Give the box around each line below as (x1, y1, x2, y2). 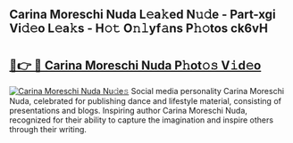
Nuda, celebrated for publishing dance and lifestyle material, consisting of (9, 96, 281, 106)
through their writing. (9, 124, 88, 134)
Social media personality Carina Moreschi (130, 86, 284, 96)
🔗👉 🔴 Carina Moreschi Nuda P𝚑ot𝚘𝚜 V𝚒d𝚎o (9, 58, 262, 73)
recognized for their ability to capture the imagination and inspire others (9, 115, 274, 125)
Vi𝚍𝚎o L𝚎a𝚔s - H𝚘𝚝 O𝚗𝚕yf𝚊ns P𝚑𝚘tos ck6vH (9, 21, 268, 36)
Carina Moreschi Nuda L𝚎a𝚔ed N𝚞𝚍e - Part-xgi (9, 7, 276, 22)
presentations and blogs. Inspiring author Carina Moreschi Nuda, (9, 106, 248, 115)
